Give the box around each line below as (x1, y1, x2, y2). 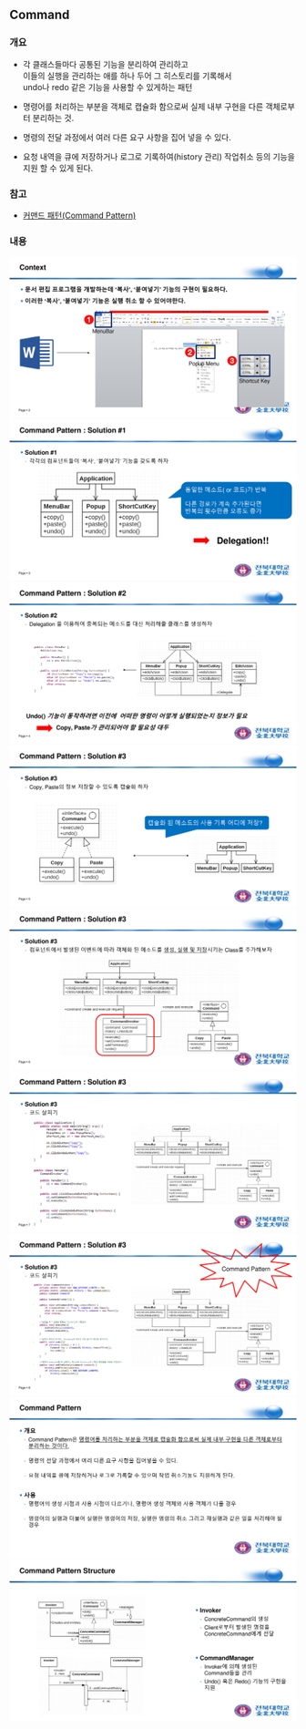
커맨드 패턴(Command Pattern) (22, 210, 137, 221)
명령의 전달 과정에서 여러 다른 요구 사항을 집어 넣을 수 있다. (22, 131, 232, 142)
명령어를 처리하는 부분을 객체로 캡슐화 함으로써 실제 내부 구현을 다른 (22, 100, 264, 112)
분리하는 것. (32, 112, 75, 123)
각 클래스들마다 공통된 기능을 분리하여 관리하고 (22, 58, 189, 69)
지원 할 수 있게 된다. (22, 162, 94, 173)
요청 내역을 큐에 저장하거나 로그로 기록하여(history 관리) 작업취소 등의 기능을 (22, 150, 296, 162)
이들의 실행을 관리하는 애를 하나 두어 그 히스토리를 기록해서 (22, 70, 232, 81)
